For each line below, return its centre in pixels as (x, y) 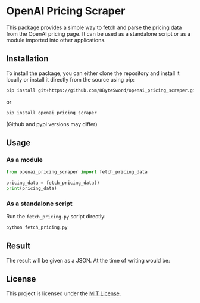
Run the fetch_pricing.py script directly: (56, 217)
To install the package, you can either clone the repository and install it (93, 73)
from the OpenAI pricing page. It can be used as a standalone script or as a (99, 33)
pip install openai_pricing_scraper (51, 113)
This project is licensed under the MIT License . (64, 293)
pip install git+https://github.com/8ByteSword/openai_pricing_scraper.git (102, 90)
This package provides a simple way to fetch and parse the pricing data (94, 27)
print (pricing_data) (32, 188)
